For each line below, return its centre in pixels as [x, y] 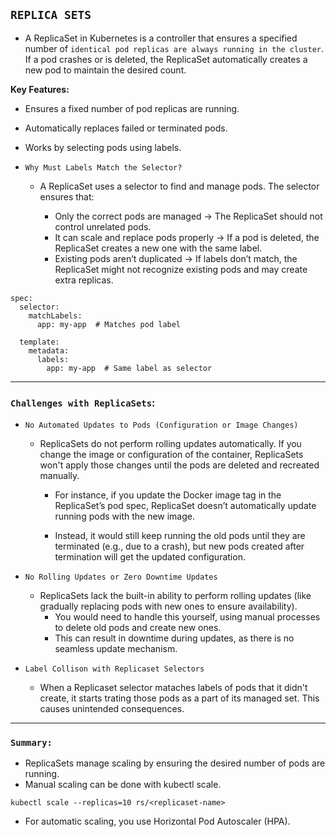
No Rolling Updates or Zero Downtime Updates [121, 577]
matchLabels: [55, 315]
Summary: [31, 743]
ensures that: [67, 196]
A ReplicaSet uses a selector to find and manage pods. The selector [179, 186]
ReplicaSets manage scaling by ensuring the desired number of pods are [175, 763]
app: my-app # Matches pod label [109, 324]
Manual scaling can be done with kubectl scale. [123, 785]
